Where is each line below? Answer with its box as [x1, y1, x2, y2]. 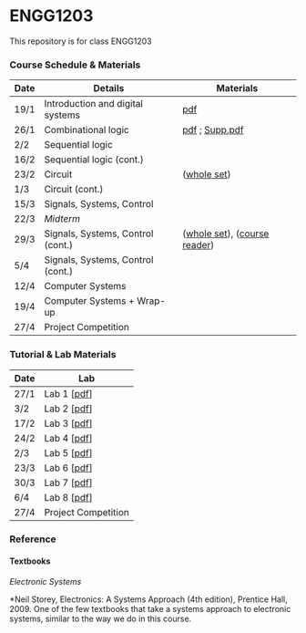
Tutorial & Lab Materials [9, 348, 117, 361]
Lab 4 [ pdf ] [44, 431, 93, 444]
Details [93, 82, 125, 95]
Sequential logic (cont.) [44, 153, 144, 166]
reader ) [181, 239, 215, 252]
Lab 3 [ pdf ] [44, 417, 93, 430]
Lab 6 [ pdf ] [44, 462, 93, 474]
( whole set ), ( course [181, 227, 270, 240]
